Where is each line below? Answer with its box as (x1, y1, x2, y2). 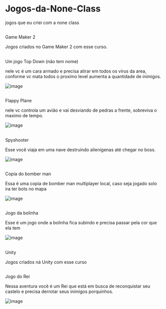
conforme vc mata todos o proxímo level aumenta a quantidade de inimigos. (5, 73, 161, 79)
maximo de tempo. (5, 113, 44, 119)
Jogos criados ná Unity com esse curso (5, 259, 87, 265)
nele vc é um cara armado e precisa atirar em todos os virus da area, (5, 68, 147, 74)
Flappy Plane (5, 98, 32, 104)
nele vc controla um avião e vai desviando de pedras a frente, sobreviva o (5, 107, 157, 113)
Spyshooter (5, 137, 29, 143)
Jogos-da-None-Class (5, 3, 101, 15)
